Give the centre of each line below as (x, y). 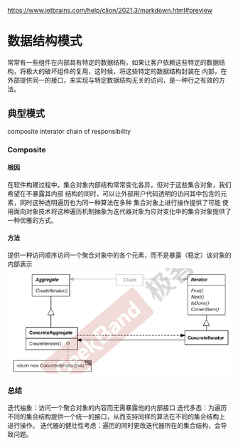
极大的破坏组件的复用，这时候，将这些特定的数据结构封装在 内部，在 (126, 71)
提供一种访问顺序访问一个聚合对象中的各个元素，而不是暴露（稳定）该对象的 (119, 255)
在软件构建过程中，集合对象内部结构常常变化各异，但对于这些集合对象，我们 (119, 184)
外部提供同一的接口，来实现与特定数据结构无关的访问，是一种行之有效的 (113, 80)
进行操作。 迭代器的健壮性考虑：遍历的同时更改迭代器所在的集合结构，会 (114, 425)
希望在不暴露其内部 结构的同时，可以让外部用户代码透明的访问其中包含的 (114, 193)
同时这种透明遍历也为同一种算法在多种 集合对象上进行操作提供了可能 (120, 202)
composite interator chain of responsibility (69, 131)
